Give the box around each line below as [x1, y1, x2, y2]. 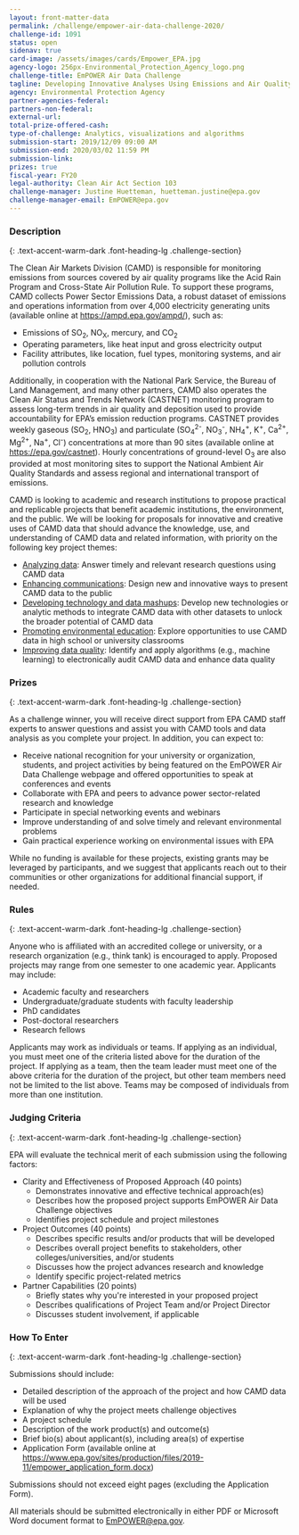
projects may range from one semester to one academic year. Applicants [9, 960, 277, 971]
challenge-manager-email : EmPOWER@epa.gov [9, 195, 169, 205]
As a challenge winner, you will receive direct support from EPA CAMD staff [9, 714, 287, 725]
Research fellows [21, 1025, 86, 1035]
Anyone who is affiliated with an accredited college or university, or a [9, 941, 263, 951]
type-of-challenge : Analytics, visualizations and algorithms [9, 129, 245, 138]
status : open [9, 37, 58, 47]
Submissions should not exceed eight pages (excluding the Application [9, 1479, 270, 1490]
